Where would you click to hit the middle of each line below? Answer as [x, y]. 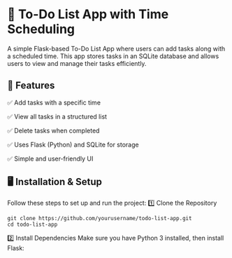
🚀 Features [31, 86]
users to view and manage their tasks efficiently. [77, 63]
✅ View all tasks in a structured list [57, 116]
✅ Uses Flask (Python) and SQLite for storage [73, 144]
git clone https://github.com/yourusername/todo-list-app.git [100, 218]
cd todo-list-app [32, 224]
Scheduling [41, 29]
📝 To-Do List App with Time [88, 14]
